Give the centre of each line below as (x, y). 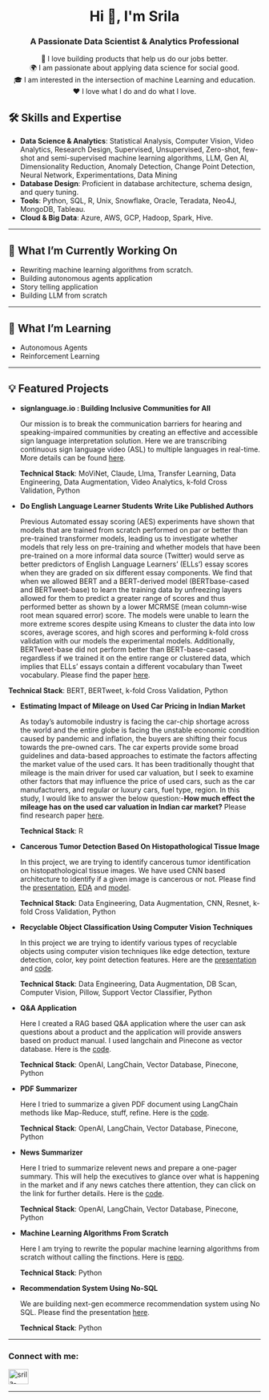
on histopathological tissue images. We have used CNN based (122, 870)
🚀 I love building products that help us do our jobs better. (134, 59)
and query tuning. (49, 193)
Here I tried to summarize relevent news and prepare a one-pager (128, 1167)
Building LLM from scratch (64, 295)
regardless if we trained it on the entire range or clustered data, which (135, 658)
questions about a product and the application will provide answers (130, 1032)
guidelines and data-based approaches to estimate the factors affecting (139, 755)
